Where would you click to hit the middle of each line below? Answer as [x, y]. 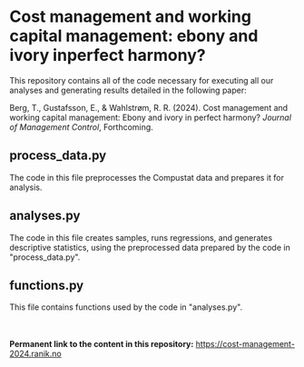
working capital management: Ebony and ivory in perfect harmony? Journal [151, 117]
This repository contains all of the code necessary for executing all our [142, 80]
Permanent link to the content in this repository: [102, 344]
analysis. [26, 187]
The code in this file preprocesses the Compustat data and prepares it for [147, 177]
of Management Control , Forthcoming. [82, 127]
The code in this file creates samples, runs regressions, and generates [141, 237]
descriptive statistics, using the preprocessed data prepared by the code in [150, 247]
